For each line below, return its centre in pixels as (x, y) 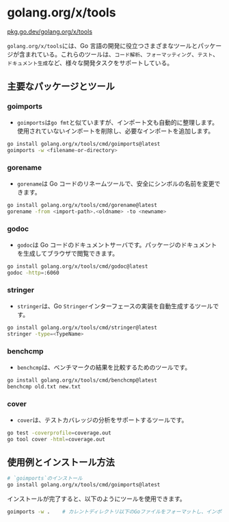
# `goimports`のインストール (45, 478)
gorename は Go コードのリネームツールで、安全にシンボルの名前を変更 (116, 184)
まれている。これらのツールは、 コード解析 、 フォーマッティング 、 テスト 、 (122, 54)
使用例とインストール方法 (61, 462)
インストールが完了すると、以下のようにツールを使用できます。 (96, 499)
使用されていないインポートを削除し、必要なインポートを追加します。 (115, 131)
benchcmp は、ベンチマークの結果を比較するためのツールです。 (104, 367)
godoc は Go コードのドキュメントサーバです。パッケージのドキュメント (117, 245)
